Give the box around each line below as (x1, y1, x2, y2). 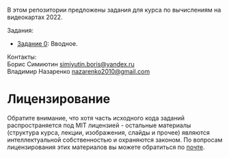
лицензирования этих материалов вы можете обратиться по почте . (7, 143, 205, 151)
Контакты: (7, 53, 37, 61)
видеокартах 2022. (7, 13, 63, 21)
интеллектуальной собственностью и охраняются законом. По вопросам (7, 135, 223, 144)
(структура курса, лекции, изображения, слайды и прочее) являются (7, 128, 211, 136)
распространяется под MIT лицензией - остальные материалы (7, 121, 191, 129)
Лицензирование (7, 92, 111, 107)
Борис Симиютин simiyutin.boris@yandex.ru (7, 60, 135, 68)
